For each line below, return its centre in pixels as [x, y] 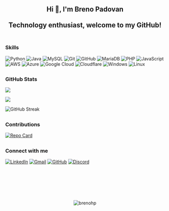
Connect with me [27, 151]
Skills [12, 48]
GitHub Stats [21, 79]
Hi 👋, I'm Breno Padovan [85, 9]
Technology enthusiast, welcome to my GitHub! [85, 25]
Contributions [23, 124]
